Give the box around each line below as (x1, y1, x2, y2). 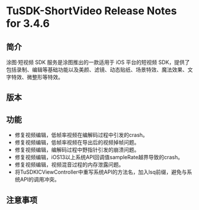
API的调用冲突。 (20, 176, 60, 183)
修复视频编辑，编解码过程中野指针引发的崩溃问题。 (14, 147, 140, 154)
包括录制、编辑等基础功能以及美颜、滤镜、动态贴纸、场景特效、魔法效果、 (6, 66, 188, 73)
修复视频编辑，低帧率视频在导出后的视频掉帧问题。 (14, 139, 140, 146)
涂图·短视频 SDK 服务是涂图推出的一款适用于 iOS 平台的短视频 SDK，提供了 (6, 59, 190, 66)
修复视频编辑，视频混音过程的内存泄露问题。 (14, 161, 124, 168)
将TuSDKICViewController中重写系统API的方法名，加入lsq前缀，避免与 (14, 168, 187, 176)
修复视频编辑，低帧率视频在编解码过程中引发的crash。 (14, 132, 148, 139)
